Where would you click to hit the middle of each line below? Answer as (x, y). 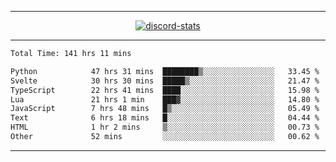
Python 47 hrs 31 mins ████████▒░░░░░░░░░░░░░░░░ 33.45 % (165, 71)
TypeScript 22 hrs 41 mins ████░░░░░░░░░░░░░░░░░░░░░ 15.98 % (165, 90)
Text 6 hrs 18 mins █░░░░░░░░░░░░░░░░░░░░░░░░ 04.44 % (165, 118)
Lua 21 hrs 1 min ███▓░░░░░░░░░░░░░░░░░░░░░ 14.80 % (165, 99)
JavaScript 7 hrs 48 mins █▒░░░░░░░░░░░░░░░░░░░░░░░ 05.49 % (165, 109)
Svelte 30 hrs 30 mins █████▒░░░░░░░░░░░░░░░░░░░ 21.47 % (165, 81)
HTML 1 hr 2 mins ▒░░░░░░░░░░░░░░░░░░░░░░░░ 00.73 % (165, 127)
